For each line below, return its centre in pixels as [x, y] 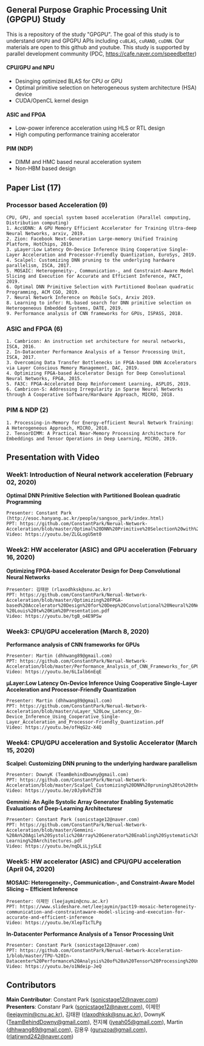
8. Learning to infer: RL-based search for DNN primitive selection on [99, 303]
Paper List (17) [34, 187]
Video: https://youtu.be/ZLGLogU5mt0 [54, 535]
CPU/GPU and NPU [30, 68]
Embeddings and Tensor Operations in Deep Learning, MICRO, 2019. [92, 439]
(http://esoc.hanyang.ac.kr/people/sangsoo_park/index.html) [85, 518]
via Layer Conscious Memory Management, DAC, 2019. [73, 368]
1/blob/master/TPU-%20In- [39, 956]
